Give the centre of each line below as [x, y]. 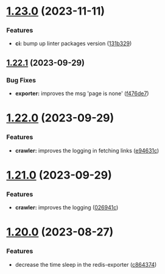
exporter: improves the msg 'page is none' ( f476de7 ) [82, 93]
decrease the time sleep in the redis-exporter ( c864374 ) [86, 264]
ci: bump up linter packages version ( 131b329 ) [73, 43]
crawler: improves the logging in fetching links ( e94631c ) [87, 150]
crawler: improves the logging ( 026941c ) [67, 207]
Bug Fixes [21, 80]
